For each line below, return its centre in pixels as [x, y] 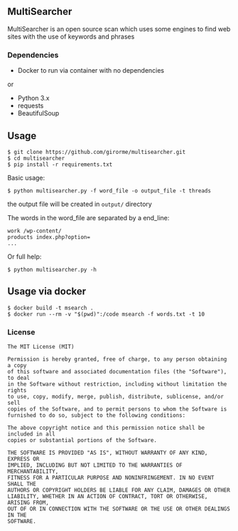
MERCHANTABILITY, [33, 472]
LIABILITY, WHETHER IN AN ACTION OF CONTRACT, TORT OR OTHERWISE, [108, 497]
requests [31, 105]
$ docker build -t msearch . [50, 308]
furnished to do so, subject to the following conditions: [97, 416]
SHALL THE [22, 484]
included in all [31, 434]
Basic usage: [26, 177]
